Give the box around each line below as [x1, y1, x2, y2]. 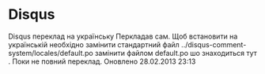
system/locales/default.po [8, 48, 93, 57]
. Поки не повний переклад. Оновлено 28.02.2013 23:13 [8, 57, 196, 66]
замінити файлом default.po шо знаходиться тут [94, 48, 257, 57]
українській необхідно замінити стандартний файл [8, 39, 180, 49]
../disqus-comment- [180, 39, 247, 49]
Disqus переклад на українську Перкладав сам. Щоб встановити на [8, 31, 238, 41]
